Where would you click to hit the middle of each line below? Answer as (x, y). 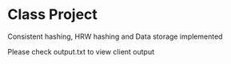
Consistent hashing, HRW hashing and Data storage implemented (115, 36)
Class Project (52, 15)
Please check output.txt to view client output (81, 51)
